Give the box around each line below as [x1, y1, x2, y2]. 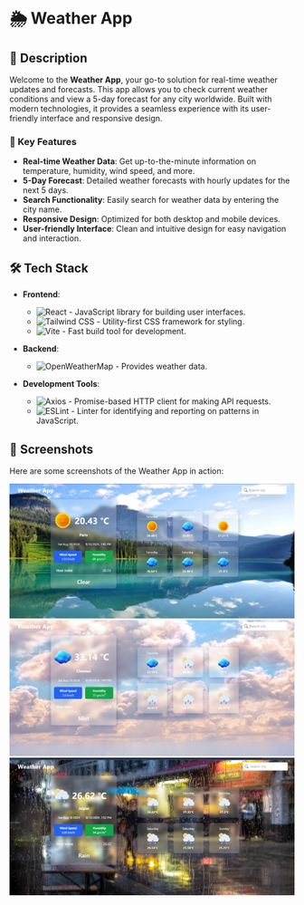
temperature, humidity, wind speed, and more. [22, 166, 195, 177]
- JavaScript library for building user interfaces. [69, 306, 246, 318]
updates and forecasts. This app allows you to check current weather [9, 84, 269, 94]
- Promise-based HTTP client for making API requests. [68, 396, 271, 407]
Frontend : [22, 289, 61, 300]
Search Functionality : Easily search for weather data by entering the [22, 195, 280, 206]
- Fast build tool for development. [62, 326, 187, 337]
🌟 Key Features [9, 135, 77, 148]
